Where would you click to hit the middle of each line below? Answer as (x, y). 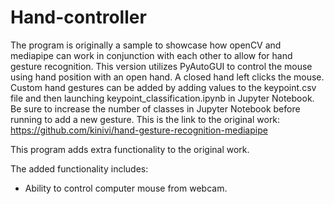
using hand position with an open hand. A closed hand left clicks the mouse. (167, 77)
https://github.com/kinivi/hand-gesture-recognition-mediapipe (139, 130)
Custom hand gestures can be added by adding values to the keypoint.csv (163, 87)
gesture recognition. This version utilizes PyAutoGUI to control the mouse (161, 66)
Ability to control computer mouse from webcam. (126, 188)
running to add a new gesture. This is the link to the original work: (145, 119)
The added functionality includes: (79, 168)
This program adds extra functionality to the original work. (130, 149)
